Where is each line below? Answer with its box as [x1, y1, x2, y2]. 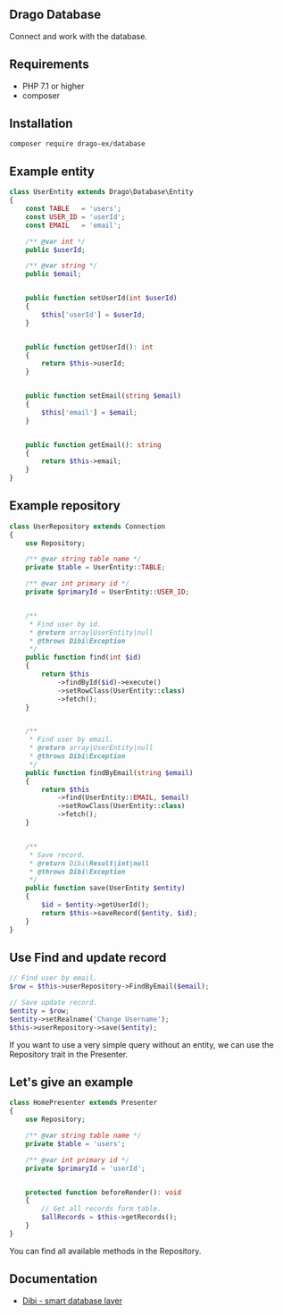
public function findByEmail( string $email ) [25, 768, 194, 777]
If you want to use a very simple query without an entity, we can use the [9, 1039, 274, 1049]
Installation [9, 116, 73, 131]
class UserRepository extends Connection [9, 522, 166, 531]
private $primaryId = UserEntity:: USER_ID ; [25, 587, 190, 597]
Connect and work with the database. [9, 30, 147, 41]
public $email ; [25, 270, 82, 279]
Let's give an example [9, 1075, 134, 1090]
